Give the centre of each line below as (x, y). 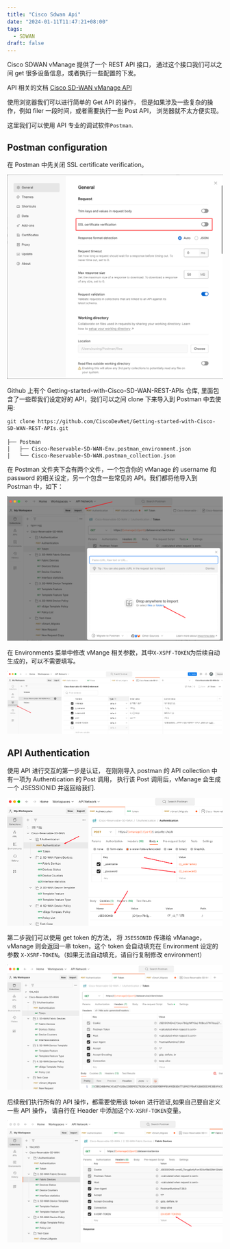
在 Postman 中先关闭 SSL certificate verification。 (77, 164)
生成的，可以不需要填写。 (43, 661)
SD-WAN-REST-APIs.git (38, 428)
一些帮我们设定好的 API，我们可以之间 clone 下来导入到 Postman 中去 (117, 399)
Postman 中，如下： (35, 486)
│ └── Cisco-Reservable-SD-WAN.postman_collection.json (91, 455)
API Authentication (49, 753)
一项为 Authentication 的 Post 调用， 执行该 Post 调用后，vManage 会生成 (117, 779)
